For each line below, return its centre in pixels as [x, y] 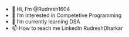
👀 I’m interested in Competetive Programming [67, 15]
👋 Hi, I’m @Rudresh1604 [41, 9]
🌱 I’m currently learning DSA [46, 21]
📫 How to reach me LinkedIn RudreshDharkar [67, 28]
